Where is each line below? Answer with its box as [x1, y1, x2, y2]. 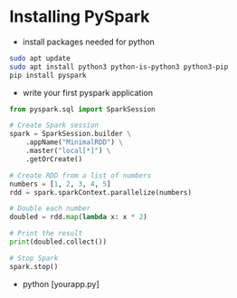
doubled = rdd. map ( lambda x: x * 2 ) [9, 213, 147, 222]
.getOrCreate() [25, 154, 83, 164]
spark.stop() [9, 262, 59, 271]
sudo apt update [9, 53, 71, 62]
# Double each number [9, 204, 91, 214]
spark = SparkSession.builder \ [9, 130, 131, 139]
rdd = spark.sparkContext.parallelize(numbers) [9, 187, 193, 197]
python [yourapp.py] [22, 278, 100, 289]
